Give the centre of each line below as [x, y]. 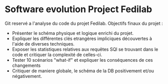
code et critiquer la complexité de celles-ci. [57, 55]
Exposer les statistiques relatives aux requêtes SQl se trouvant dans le [85, 49]
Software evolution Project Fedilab [78, 9]
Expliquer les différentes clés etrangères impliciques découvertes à [82, 38]
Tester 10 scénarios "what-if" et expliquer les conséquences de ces [82, 60]
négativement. [27, 76]
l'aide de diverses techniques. [43, 44]
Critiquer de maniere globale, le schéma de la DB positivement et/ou [83, 71]
